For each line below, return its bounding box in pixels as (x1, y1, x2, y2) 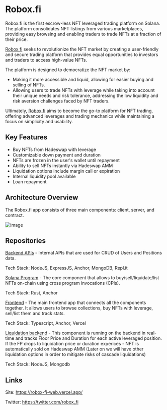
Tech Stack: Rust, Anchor (5, 290, 58, 296)
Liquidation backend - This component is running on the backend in (5, 330, 146, 336)
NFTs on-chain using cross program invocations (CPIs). (5, 280, 120, 286)
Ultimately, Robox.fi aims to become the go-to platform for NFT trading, (5, 108, 153, 114)
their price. (5, 36, 28, 42)
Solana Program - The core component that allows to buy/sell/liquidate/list (5, 275, 159, 281)
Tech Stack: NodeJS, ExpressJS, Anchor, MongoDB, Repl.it (5, 265, 128, 271)
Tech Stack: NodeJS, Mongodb (5, 361, 70, 367)
